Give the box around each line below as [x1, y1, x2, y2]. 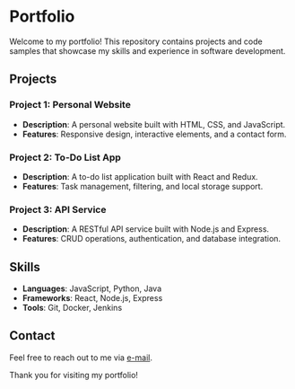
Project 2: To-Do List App [9, 151, 121, 164]
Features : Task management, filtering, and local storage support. [22, 181, 264, 191]
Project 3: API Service [9, 203, 107, 216]
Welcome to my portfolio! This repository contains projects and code [9, 36, 263, 47]
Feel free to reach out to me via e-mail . [9, 352, 152, 363]
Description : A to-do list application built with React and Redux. [22, 171, 258, 181]
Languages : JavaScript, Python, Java [22, 283, 162, 294]
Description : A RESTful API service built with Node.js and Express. [22, 224, 270, 234]
